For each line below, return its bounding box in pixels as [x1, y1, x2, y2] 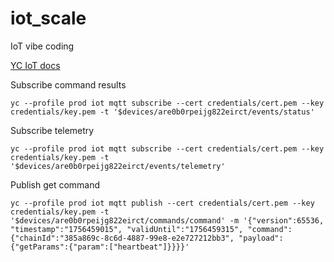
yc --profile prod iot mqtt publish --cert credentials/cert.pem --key [10, 198, 315, 208]
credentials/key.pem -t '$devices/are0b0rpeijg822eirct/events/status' [10, 107, 315, 117]
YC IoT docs [10, 59, 61, 71]
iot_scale [10, 7, 87, 30]
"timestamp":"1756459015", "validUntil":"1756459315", [10, 224, 244, 234]
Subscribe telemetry [10, 124, 95, 136]
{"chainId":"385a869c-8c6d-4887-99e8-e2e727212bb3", [10, 233, 235, 243]
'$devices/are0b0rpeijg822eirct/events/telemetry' [10, 161, 226, 171]
